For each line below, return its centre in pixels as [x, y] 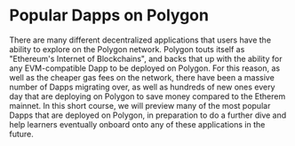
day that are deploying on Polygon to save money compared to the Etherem [147, 96]
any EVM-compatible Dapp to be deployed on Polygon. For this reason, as [145, 68]
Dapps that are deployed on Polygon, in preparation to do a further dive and [148, 115]
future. [21, 134]
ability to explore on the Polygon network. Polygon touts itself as [127, 49]
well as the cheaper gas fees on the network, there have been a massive [142, 77]
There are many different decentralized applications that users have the [140, 40]
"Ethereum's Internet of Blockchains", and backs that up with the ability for [146, 58]
